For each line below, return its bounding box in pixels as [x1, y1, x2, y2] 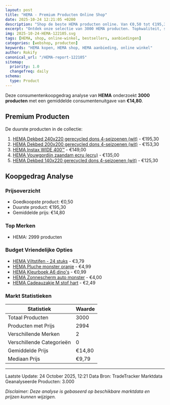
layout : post [5, 7, 33, 13]
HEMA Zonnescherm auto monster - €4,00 [12, 274, 102, 280]
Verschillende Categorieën [8, 339, 71, 346]
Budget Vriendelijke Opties [5, 246, 73, 254]
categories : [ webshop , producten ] [5, 41, 78, 46]
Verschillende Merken [8, 331, 60, 338]
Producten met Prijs [8, 322, 55, 329]
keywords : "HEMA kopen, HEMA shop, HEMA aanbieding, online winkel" [5, 45, 153, 50]
